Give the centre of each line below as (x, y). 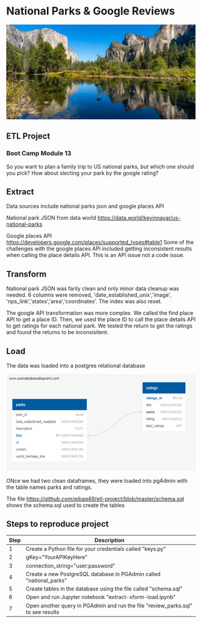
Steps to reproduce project (58, 524)
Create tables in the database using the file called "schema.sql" (104, 589)
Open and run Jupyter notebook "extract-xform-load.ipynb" (101, 597)
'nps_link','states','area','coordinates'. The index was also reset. (84, 302)
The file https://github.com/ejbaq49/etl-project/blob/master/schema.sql (95, 498)
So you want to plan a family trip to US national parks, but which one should (100, 166)
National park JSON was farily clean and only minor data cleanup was (93, 289)
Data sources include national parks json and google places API (85, 206)
